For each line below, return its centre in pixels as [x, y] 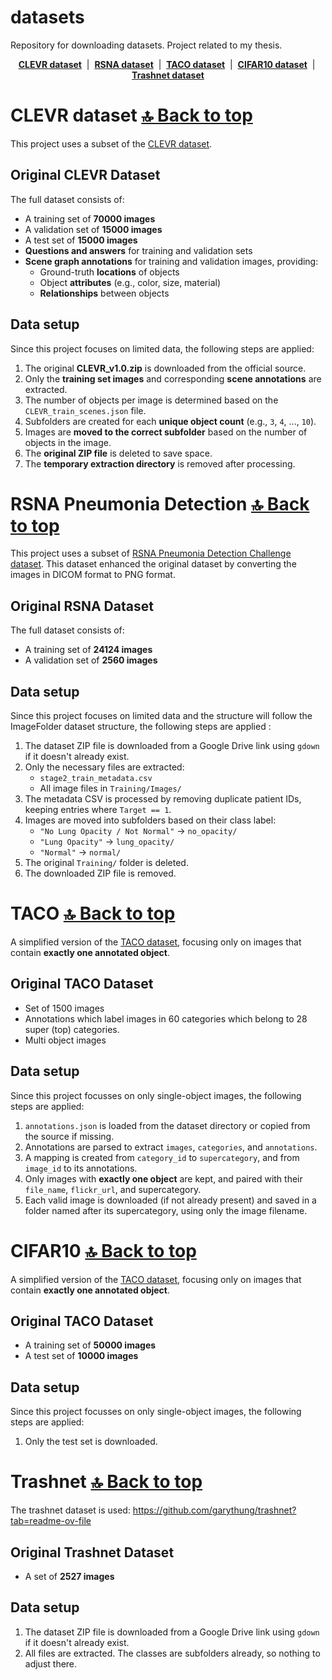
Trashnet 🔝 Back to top [106, 1482]
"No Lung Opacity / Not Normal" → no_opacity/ [138, 831]
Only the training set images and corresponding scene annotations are [173, 378]
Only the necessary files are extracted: [104, 767]
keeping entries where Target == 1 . [98, 810]
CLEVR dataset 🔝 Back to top [131, 115]
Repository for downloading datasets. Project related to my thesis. [146, 45]
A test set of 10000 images [81, 1356]
